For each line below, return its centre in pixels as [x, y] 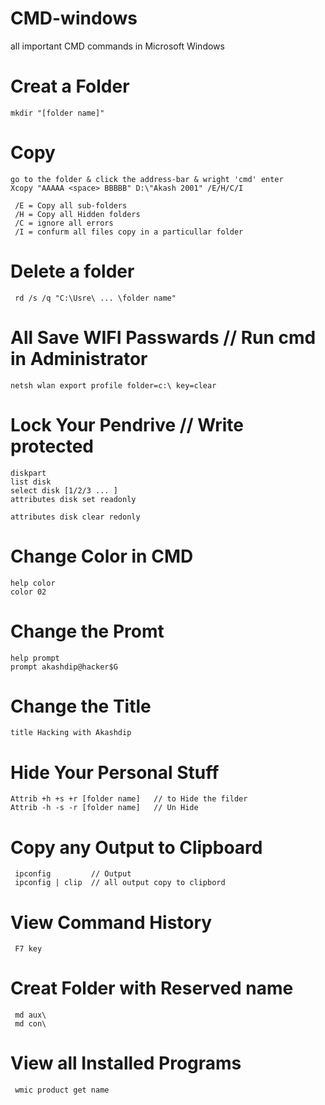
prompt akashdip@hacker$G [64, 667]
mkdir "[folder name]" [57, 113]
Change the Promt [87, 631]
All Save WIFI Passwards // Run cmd [163, 337]
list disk [31, 482]
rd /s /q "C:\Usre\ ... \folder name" [95, 298]
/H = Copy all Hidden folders [77, 214]
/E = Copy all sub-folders [71, 205]
